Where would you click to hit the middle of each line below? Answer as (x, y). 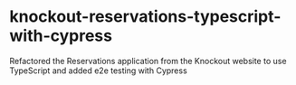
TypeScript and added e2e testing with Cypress (98, 71)
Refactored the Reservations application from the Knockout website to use (148, 61)
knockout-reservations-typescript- (145, 17)
